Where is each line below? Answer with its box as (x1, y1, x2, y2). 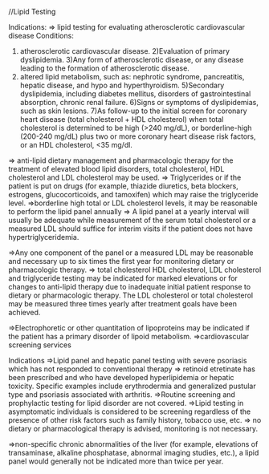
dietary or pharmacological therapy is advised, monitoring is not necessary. (8, 424, 259, 433)
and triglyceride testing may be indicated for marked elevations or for (8, 273, 238, 283)
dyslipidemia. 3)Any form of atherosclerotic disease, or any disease (19, 55, 244, 64)
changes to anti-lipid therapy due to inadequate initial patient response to (8, 282, 251, 291)
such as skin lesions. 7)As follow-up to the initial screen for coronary (19, 106, 247, 115)
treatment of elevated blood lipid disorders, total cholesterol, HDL (8, 164, 225, 173)
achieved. (8, 308, 41, 317)
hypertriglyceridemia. (8, 233, 79, 241)
